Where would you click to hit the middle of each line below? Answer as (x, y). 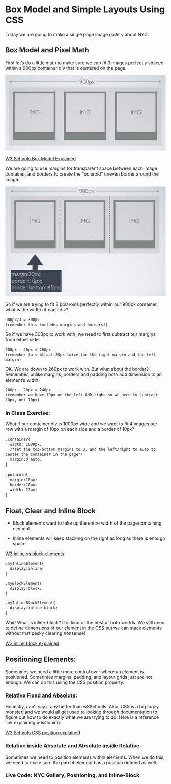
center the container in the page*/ (44, 455)
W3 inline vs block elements (35, 554)
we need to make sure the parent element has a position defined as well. (81, 762)
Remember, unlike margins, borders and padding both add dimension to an (83, 374)
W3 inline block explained (32, 643)
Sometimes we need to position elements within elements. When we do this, (85, 757)
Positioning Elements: (41, 659)
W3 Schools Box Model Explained (41, 159)
